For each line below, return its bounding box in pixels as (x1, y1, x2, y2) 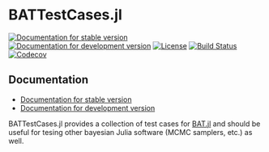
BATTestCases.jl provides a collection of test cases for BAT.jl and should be (8, 119, 261, 129)
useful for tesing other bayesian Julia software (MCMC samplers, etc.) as (8, 127, 253, 137)
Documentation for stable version (19, 95, 132, 104)
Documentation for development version (19, 103, 156, 112)
